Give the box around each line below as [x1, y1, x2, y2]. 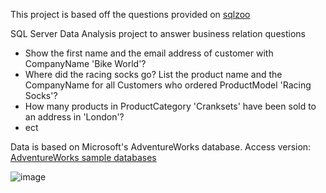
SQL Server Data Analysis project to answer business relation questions [10, 28, 306, 39]
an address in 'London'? [24, 111, 125, 123]
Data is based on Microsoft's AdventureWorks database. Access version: [10, 141, 312, 153]
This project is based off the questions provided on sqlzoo [10, 9, 251, 20]
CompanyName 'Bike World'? [24, 58, 147, 69]
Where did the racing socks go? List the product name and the [24, 69, 283, 80]
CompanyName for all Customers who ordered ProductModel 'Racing [24, 79, 312, 91]
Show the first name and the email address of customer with [24, 47, 274, 59]
